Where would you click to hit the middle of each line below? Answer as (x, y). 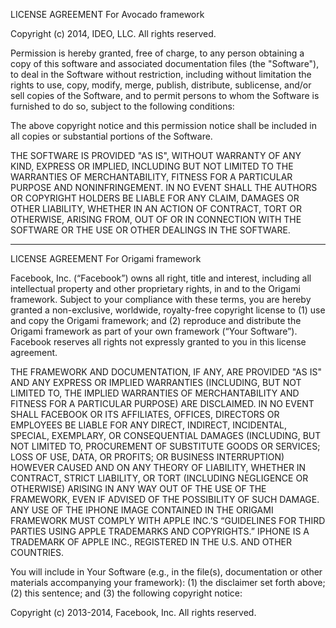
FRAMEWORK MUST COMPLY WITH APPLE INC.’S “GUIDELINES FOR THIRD (168, 520)
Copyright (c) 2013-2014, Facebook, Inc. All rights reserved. (133, 612)
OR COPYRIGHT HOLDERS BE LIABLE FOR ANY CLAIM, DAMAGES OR (155, 198)
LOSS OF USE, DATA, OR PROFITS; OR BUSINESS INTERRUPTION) (147, 457)
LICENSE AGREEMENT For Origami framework (106, 258)
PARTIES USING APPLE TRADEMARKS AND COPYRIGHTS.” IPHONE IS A (160, 531)
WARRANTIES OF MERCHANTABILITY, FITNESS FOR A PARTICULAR (151, 177)
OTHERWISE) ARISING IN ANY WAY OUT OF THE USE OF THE (138, 488)
